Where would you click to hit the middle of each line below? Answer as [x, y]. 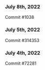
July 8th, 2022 [22, 7]
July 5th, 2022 [22, 30]
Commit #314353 [22, 40]
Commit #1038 [20, 17]
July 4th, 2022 [23, 53]
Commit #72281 [21, 63]
